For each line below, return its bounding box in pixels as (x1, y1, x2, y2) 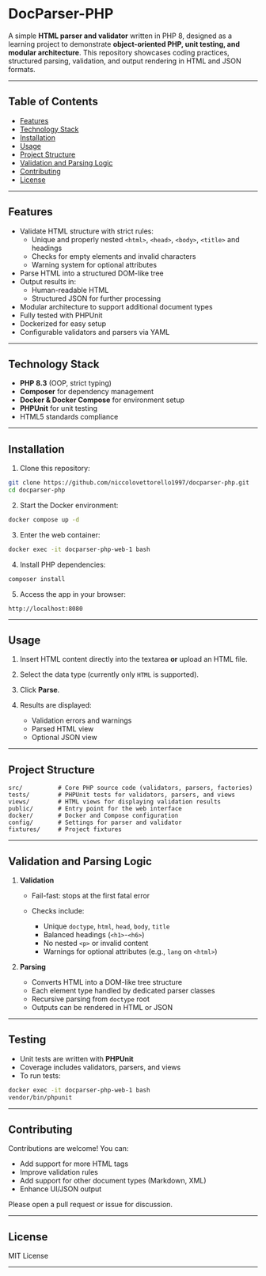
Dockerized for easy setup (19, 318, 107, 328)
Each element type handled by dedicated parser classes (31, 986, 215, 995)
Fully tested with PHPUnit (19, 310, 103, 320)
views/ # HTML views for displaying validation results (8, 798, 222, 806)
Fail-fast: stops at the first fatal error (31, 891, 150, 900)
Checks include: (31, 906, 85, 915)
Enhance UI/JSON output (19, 1184, 102, 1194)
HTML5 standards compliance (19, 412, 119, 422)
